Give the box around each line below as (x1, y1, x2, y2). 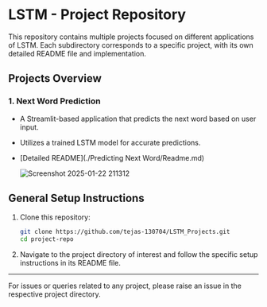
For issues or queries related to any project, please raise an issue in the (8, 281, 242, 291)
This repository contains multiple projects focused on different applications (8, 32, 254, 41)
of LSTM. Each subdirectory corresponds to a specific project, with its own (8, 40, 254, 49)
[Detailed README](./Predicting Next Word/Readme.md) (19, 153, 205, 162)
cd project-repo (19, 235, 74, 243)
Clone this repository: (19, 212, 91, 222)
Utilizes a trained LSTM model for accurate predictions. (19, 138, 201, 147)
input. (19, 122, 39, 132)
